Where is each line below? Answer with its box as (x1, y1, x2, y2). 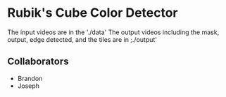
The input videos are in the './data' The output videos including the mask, (7, 28, 220, 36)
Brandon (17, 74, 43, 82)
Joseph (17, 82, 40, 90)
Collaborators (7, 56, 69, 68)
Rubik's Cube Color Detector (7, 5, 178, 21)
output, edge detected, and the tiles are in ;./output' (7, 35, 157, 43)
